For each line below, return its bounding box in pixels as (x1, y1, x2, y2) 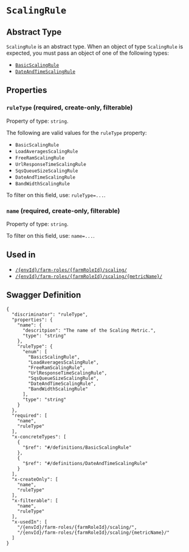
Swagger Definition (6, 290, 81, 300)
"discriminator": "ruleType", (12, 311, 88, 317)
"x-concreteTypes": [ (12, 433, 67, 440)
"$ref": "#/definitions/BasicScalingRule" (22, 444, 132, 450)
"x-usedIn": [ (12, 519, 47, 525)
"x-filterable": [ (12, 497, 59, 503)
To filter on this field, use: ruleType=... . (6, 191, 106, 199)
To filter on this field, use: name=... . (6, 232, 95, 239)
